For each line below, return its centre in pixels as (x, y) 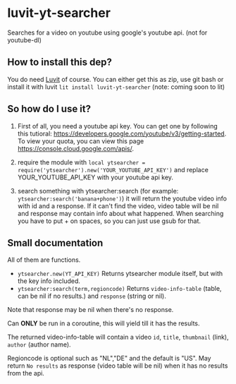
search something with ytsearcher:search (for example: (98, 191)
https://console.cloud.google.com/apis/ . (76, 148)
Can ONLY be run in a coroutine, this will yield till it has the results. (104, 323)
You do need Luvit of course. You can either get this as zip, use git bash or (116, 79)
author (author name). (39, 344)
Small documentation (55, 242)
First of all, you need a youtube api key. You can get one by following (118, 126)
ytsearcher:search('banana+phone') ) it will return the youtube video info (122, 198)
